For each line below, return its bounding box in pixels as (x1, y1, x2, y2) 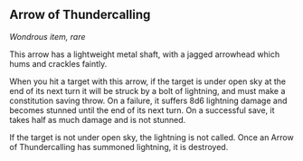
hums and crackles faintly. (9, 58, 108, 69)
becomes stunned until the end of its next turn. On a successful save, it (9, 104, 275, 116)
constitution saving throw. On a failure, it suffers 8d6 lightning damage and (9, 95, 288, 106)
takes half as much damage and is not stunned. (9, 114, 186, 125)
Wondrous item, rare (9, 31, 86, 42)
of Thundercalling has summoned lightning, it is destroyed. (9, 141, 229, 152)
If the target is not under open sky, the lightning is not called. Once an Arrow (9, 131, 294, 143)
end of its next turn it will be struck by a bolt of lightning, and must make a (9, 85, 286, 96)
